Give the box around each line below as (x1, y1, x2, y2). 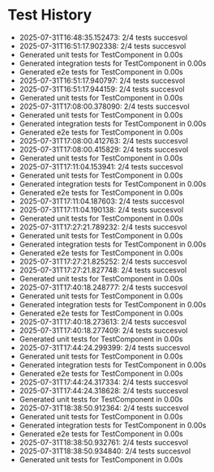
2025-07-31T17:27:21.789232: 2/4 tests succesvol (19, 221, 187, 232)
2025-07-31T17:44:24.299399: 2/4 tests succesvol (19, 342, 190, 352)
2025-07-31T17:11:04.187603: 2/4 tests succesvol (19, 196, 185, 206)
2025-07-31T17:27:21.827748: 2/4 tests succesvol (19, 265, 187, 275)
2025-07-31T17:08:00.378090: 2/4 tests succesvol (19, 101, 190, 111)
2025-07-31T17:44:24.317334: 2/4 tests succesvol (19, 377, 188, 387)
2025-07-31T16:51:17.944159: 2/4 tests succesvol (19, 84, 185, 94)
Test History (7, 6, 92, 24)
